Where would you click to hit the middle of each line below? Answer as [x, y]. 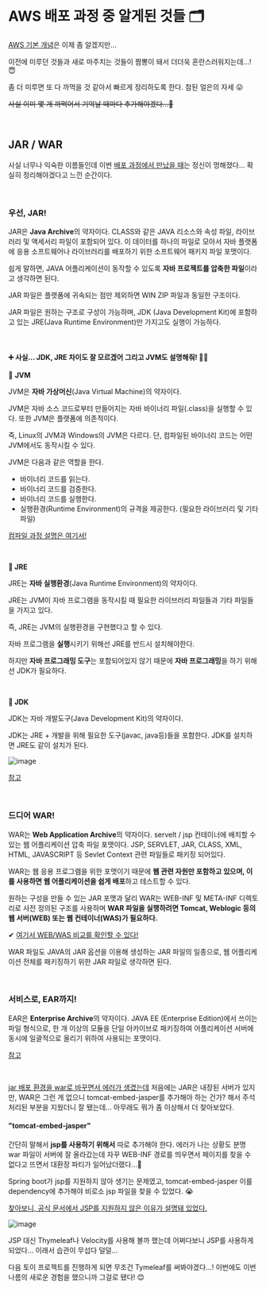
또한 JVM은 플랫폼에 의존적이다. [69, 419]
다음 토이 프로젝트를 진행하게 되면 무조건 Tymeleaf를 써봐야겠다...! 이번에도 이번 [132, 1268]
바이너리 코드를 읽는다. [55, 479]
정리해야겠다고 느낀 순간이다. [67, 175]
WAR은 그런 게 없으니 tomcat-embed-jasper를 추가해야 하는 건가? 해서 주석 [137, 1097]
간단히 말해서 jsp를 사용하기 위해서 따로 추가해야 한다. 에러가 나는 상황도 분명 [127, 1144]
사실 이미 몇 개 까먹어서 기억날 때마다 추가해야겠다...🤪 [91, 103]
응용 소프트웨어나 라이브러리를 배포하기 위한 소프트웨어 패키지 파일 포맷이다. [134, 252]
